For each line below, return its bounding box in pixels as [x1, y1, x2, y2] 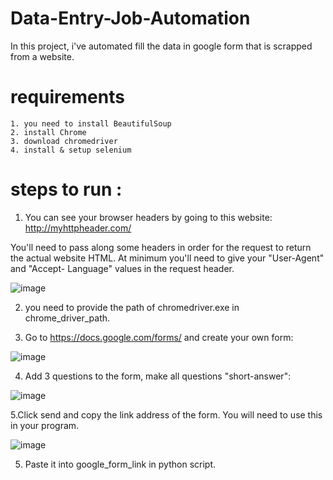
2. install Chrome [10, 127, 87, 137]
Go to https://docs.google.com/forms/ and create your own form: [24, 331, 294, 343]
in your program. [10, 419, 80, 431]
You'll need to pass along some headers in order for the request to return [10, 241, 312, 253]
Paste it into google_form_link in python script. [24, 458, 217, 470]
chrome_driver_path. [24, 312, 111, 324]
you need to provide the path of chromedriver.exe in [24, 301, 240, 313]
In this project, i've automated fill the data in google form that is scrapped [10, 40, 313, 52]
